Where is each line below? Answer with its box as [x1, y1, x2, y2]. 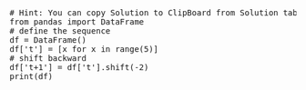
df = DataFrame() [9, 35, 87, 45]
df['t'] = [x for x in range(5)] [9, 45, 159, 54]
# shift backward [9, 54, 87, 63]
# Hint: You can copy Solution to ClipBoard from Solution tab [9, 8, 298, 17]
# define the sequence [9, 26, 111, 35]
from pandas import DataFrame [9, 17, 145, 26]
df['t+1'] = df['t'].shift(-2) [9, 63, 149, 72]
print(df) [9, 72, 53, 81]
